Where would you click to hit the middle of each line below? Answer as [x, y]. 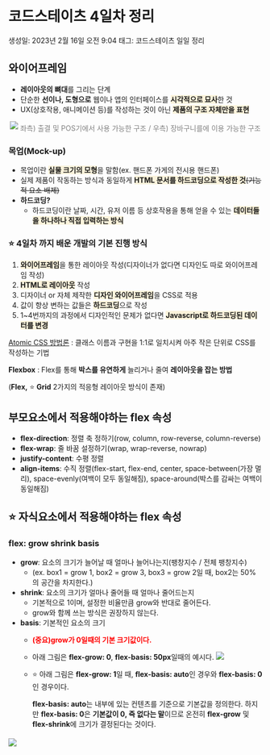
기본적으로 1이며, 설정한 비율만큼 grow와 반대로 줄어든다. [121, 603]
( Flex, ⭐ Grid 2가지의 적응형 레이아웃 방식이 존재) [87, 387]
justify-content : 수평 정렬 [62, 459]
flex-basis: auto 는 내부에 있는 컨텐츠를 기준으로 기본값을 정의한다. [137, 703]
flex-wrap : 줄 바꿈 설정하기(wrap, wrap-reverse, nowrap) [113, 448]
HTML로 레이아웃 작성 [55, 285]
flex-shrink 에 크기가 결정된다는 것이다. [94, 724]
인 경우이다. [50, 686]
